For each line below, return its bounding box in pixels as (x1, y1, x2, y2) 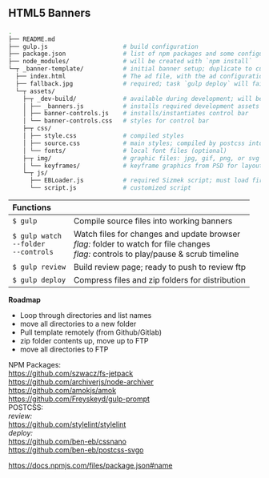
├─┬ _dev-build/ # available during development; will (22, 94, 252, 102)
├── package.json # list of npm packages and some (8, 50, 235, 58)
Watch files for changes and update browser (73, 228, 241, 239)
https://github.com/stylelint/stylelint (8, 420, 126, 429)
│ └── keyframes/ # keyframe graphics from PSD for (22, 162, 239, 170)
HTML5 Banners (8, 6, 91, 20)
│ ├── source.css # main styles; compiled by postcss (22, 139, 246, 147)
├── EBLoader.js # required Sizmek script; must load (29, 176, 249, 185)
